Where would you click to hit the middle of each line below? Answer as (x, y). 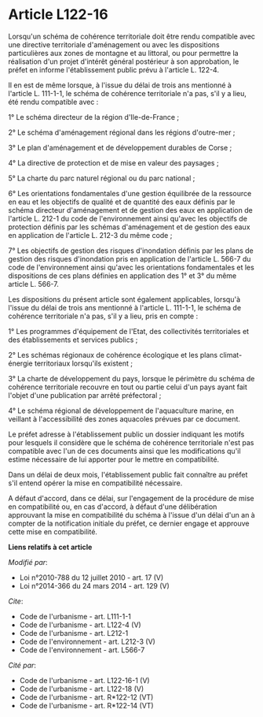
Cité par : (22, 665)
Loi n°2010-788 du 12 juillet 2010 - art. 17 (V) (91, 578)
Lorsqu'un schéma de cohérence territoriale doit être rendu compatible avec (132, 36)
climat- (231, 355)
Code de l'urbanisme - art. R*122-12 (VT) (86, 697)
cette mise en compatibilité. (53, 531)
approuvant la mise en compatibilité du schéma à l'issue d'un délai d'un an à (131, 515)
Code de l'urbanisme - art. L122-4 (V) (80, 625)
